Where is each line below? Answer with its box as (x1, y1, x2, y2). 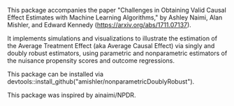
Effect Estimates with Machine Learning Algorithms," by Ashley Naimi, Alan (7, 13, 223, 22)
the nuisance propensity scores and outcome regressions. (7, 56, 175, 65)
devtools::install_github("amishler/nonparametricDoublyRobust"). (7, 77, 195, 86)
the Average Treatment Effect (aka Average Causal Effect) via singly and (7, 42, 215, 50)
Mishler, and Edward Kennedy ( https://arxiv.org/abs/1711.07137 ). (7, 21, 192, 29)
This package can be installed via (7, 70, 103, 78)
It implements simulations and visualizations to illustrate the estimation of (7, 34, 218, 43)
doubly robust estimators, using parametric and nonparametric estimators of (7, 49, 228, 57)
